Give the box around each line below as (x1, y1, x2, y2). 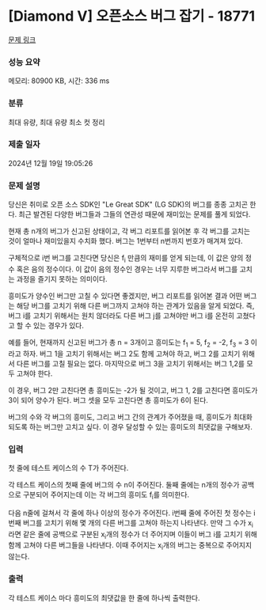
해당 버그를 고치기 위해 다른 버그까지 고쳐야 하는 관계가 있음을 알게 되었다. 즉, (16, 301, 255, 310)
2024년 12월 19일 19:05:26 (8, 158, 93, 168)
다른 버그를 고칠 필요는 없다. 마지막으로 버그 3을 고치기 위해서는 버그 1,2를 (16, 358, 245, 368)
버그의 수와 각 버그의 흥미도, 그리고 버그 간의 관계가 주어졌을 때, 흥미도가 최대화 (8, 412, 253, 422)
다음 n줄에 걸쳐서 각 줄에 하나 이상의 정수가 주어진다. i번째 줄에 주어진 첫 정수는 (8, 508, 252, 517)
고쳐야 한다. (16, 369, 53, 378)
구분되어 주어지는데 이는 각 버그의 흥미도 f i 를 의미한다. (22, 490, 190, 501)
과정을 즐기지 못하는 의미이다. (16, 274, 108, 283)
